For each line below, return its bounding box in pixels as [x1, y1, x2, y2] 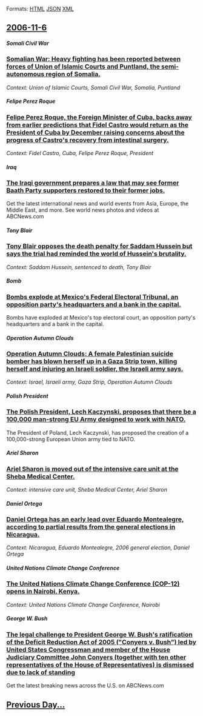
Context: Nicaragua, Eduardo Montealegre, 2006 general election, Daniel [6, 544, 190, 551]
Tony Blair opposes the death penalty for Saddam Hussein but [6, 242, 193, 250]
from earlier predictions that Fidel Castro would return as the [6, 121, 189, 129]
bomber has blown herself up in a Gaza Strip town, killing [6, 357, 178, 366]
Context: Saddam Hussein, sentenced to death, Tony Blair [6, 263, 151, 270]
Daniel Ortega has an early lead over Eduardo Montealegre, [6, 515, 184, 524]
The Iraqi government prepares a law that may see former [6, 179, 179, 187]
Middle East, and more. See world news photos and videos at [6, 206, 159, 214]
